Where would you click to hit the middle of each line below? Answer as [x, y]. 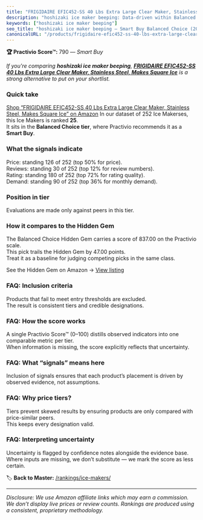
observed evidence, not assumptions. [53, 382]
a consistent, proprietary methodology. [55, 510]
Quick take [22, 94]
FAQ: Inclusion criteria [40, 286]
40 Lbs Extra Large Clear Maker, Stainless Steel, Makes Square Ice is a [97, 73]
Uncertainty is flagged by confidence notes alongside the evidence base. [98, 453]
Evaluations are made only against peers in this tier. [70, 210]
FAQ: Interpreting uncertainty [50, 440]
